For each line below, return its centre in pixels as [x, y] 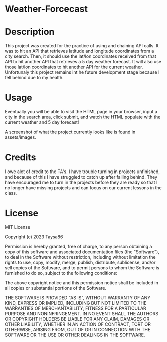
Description [30, 32]
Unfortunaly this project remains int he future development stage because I [82, 72]
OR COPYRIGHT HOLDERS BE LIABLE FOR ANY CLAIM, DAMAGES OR [77, 319]
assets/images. [21, 137]
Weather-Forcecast [47, 9]
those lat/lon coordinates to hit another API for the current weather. [74, 67]
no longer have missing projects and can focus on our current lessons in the [83, 188]
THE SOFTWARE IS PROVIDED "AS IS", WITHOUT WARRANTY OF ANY [78, 298]
